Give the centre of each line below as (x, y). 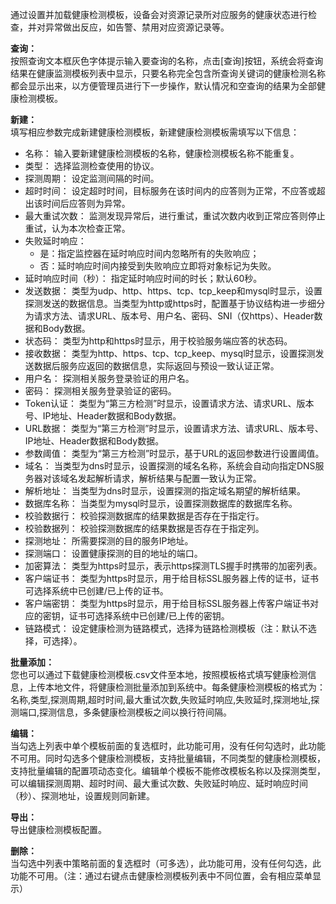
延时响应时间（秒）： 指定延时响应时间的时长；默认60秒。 (143, 278)
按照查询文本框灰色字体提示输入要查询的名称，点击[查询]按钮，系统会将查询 (167, 61)
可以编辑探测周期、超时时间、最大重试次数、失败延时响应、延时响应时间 (159, 783)
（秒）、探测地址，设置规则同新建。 (82, 796)
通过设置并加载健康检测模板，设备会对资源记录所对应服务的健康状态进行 (159, 14)
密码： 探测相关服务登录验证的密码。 (100, 391)
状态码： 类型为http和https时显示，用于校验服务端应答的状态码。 (158, 341)
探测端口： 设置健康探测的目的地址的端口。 (113, 553)
